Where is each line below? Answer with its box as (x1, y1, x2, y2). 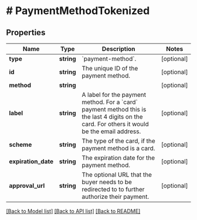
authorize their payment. (81, 192, 150, 201)
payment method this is (81, 106, 147, 113)
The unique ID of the (81, 65, 138, 72)
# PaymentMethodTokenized (6, 4, 150, 18)
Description (101, 45, 136, 53)
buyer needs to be (81, 178, 132, 186)
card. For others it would (81, 120, 149, 128)
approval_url (9, 182, 45, 189)
